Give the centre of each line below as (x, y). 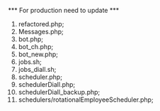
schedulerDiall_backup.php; (59, 92)
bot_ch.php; (36, 47)
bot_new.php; (38, 54)
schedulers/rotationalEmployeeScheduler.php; (86, 100)
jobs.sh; (30, 62)
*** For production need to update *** (64, 10)
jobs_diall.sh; (37, 69)
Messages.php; (41, 32)
